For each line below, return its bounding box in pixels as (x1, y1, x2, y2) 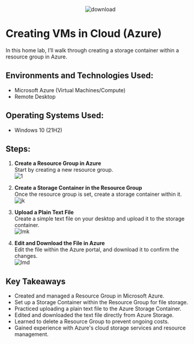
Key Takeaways (5, 276, 66, 286)
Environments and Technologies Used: (5, 70, 154, 81)
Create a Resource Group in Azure (14, 160, 102, 167)
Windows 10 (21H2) (14, 127, 62, 134)
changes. (14, 252, 38, 260)
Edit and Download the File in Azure (14, 240, 105, 247)
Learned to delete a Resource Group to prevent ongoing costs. (14, 318, 169, 325)
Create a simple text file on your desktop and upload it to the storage (14, 215, 185, 222)
